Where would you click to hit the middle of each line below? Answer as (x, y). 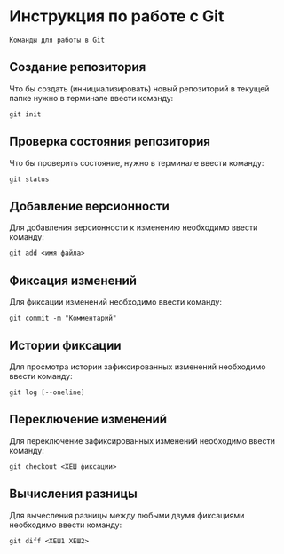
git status (29, 179)
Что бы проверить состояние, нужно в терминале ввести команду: (137, 162)
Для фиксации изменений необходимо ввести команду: (116, 302)
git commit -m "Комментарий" (63, 318)
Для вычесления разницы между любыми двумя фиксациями (127, 515)
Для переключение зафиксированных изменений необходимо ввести (142, 440)
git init (25, 114)
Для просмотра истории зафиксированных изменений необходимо (138, 367)
